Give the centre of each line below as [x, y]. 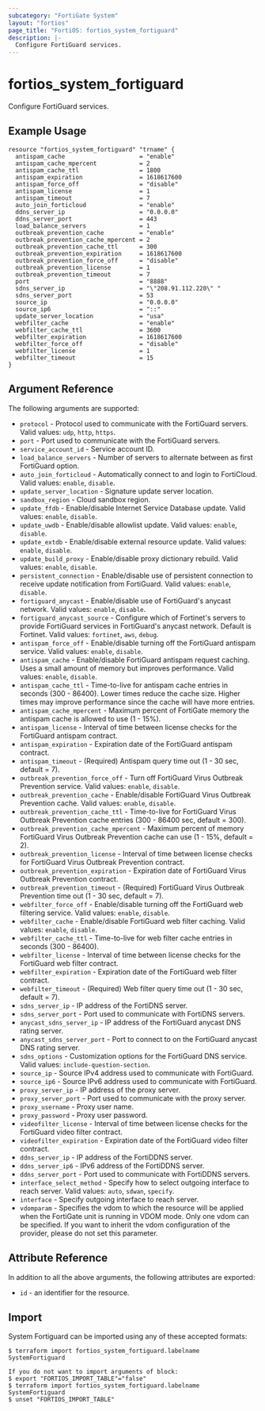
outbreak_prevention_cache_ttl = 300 [86, 247]
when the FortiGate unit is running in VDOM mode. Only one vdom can [134, 1216]
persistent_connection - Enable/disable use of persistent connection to [136, 575]
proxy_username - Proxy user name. [77, 1106]
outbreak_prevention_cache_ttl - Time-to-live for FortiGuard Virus [128, 811]
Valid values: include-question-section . [85, 1064]
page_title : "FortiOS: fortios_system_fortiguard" [93, 30]
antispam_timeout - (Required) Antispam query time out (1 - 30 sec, [129, 761]
